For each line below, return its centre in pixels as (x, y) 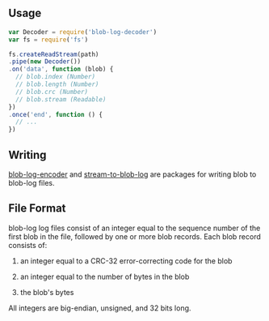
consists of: (28, 245)
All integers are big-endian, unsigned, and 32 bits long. (100, 308)
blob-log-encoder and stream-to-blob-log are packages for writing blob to (132, 174)
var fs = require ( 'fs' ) (48, 40)
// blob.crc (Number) (52, 92)
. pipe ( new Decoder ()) (45, 62)
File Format (37, 209)
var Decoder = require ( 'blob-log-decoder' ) (83, 32)
